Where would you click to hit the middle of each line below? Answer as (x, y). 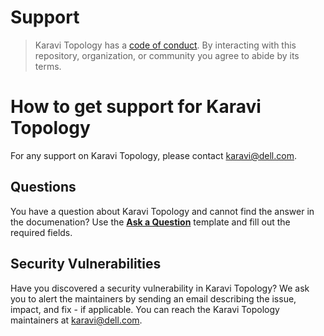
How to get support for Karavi (136, 107)
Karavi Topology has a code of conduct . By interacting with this (165, 45)
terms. (48, 66)
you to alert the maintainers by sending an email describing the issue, (153, 298)
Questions (43, 187)
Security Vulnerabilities (86, 264)
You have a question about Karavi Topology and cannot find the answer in (162, 211)
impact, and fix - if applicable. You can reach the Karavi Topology (145, 309)
